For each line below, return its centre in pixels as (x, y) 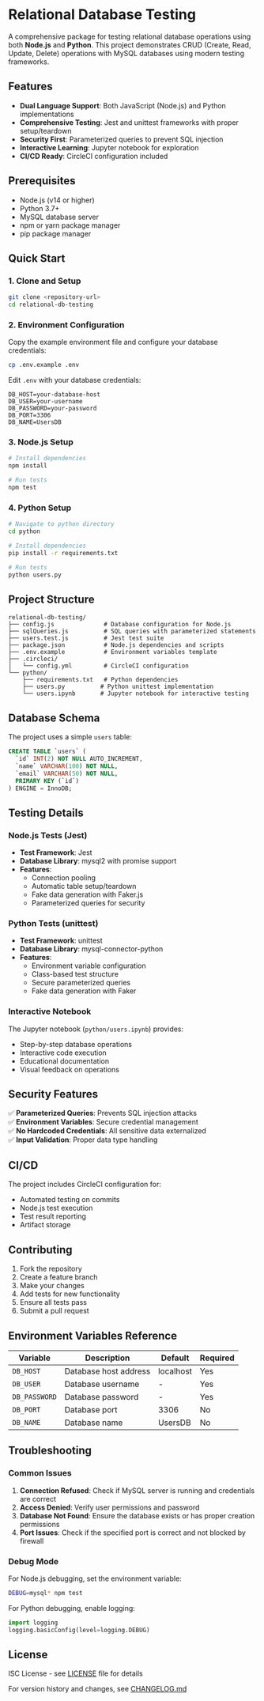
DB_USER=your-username (45, 402)
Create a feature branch (58, 1277)
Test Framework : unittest (61, 941)
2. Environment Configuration (66, 324)
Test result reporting (53, 1216)
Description (107, 1358)
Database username (102, 1384)
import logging (33, 1623)
